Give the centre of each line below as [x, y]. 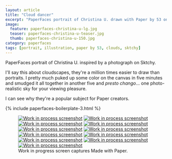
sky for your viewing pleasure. [55, 88]
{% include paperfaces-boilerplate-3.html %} [53, 108]
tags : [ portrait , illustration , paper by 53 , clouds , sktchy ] [73, 48]
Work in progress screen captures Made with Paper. [73, 150]
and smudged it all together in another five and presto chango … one [77, 83]
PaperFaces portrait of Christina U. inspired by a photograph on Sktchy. [81, 62]
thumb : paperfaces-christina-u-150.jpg [52, 39]
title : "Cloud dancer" [29, 15]
